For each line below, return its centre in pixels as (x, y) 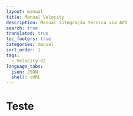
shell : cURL (26, 77)
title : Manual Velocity (35, 17)
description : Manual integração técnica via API (67, 22)
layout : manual (25, 11)
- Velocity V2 (29, 61)
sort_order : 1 (24, 50)
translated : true (27, 34)
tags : (13, 55)
